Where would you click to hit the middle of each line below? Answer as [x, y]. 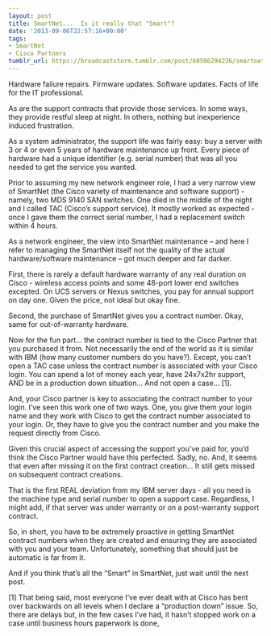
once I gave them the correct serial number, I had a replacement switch [127, 217]
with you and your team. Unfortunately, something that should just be [123, 549]
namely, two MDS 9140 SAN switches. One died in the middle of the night [130, 200]
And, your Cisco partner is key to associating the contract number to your [131, 398]
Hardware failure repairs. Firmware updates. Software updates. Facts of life [133, 84]
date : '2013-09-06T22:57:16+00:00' [68, 31]
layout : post [30, 16]
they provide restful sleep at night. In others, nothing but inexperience [124, 117]
